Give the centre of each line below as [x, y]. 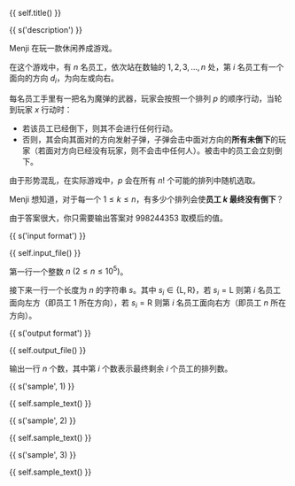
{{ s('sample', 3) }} [43, 455]
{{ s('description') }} [46, 30]
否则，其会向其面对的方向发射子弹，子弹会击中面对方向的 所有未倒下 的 [150, 139]
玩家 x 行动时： [44, 109]
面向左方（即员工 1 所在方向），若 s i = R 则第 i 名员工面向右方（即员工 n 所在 [147, 304]
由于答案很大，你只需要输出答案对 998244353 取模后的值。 [118, 218]
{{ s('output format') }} [50, 333]
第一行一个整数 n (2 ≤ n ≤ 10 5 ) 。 [69, 271]
